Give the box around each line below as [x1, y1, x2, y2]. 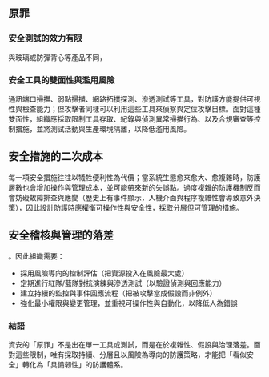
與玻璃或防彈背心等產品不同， [8, 52, 106, 62]
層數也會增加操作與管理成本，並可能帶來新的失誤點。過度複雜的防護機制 [8, 182, 247, 192]
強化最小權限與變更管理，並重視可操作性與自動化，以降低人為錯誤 [19, 298, 238, 307]
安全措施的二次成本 [8, 150, 103, 163]
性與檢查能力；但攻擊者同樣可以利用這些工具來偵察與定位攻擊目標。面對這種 [8, 104, 261, 114]
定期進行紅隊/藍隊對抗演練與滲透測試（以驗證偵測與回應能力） [19, 278, 227, 287]
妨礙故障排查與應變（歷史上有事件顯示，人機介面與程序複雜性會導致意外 [14, 192, 254, 202]
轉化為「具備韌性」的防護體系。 [22, 359, 128, 369]
